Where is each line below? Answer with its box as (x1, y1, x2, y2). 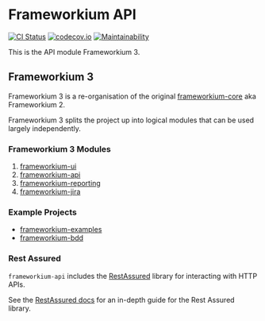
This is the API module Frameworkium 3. (8, 47, 140, 56)
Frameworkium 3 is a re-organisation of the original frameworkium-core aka (8, 91, 256, 101)
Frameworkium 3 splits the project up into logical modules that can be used (8, 115, 255, 125)
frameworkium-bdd (19, 233, 84, 243)
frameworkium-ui (19, 161, 77, 172)
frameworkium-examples (19, 225, 102, 234)
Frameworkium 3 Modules (8, 143, 111, 154)
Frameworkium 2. (8, 99, 66, 109)
